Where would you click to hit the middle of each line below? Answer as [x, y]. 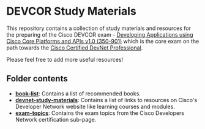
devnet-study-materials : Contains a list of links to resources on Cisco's [106, 100]
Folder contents [37, 79]
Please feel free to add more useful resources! [65, 59]
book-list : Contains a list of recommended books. [78, 94]
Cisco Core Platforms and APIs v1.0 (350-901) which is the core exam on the [103, 41]
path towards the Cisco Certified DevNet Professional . [75, 48]
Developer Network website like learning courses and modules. [95, 106]
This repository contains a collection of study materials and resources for [99, 28]
